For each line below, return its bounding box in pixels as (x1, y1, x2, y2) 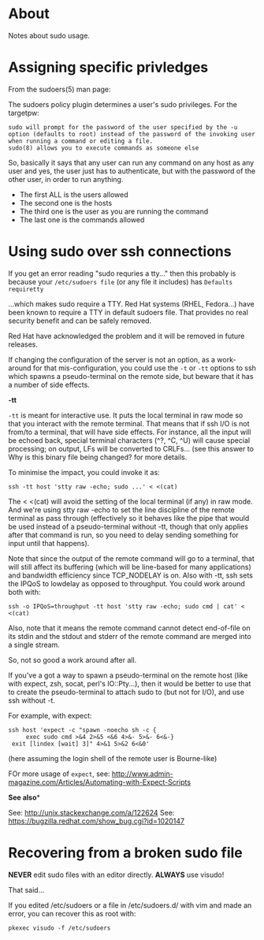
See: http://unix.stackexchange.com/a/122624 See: (8, 808, 175, 817)
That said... (8, 885, 45, 894)
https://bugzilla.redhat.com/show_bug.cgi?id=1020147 (8, 816, 185, 826)
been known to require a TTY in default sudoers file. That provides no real (8, 307, 248, 317)
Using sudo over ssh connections (8, 243, 232, 261)
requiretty (8, 285, 44, 293)
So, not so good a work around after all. (8, 655, 137, 664)
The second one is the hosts (19, 198, 113, 207)
